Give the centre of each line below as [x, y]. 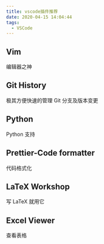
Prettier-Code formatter [51, 153]
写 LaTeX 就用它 [25, 202]
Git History [26, 86]
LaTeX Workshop [38, 187]
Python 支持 [21, 134]
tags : [13, 22]
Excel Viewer [31, 220]
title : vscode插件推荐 [32, 11]
